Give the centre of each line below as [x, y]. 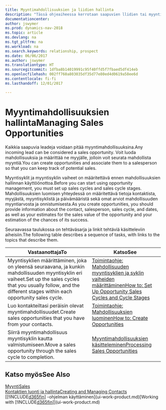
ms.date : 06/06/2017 [26, 56]
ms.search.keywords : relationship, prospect [52, 51]
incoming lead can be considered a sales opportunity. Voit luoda [71, 152]
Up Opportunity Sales [117, 291]
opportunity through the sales [42, 351]
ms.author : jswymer [25, 60]
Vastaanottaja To [47, 252]
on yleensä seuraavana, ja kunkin [46, 266]
